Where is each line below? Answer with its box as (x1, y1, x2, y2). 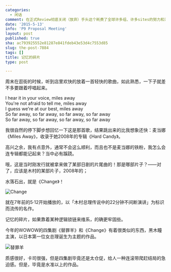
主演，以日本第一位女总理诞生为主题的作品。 (5, 233, 99, 239)
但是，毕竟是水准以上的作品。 (18, 261, 81, 267)
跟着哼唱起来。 (18, 85, 50, 91)
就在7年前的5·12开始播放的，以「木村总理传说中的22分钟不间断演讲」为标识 (5, 199, 164, 205)
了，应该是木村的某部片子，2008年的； (5, 168, 88, 174)
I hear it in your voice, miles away (5, 95, 75, 101)
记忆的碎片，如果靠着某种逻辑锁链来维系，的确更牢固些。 (5, 217, 126, 223)
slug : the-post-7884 (5, 45, 49, 50)
